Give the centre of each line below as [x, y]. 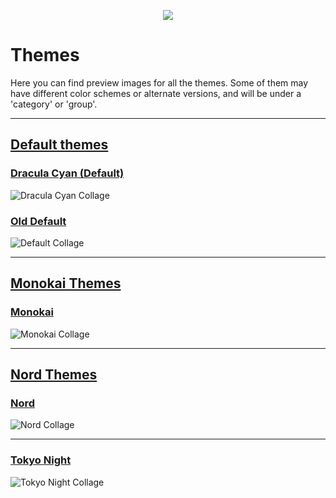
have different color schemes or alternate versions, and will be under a [156, 93]
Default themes [59, 145]
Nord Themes [54, 374]
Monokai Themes [66, 283]
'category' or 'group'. [54, 104]
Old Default [38, 221]
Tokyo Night [41, 460]
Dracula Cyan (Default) [67, 173]
